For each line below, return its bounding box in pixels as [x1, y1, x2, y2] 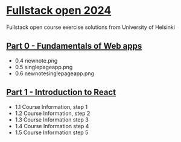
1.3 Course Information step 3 [14, 116, 89, 123]
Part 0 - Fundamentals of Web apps [6, 41, 142, 51]
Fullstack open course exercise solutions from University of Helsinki [6, 23, 175, 31]
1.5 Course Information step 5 [14, 129, 89, 136]
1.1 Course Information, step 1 [14, 103, 88, 110]
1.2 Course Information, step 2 [14, 110, 91, 117]
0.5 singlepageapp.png [14, 63, 73, 70]
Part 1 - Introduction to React [6, 87, 116, 97]
